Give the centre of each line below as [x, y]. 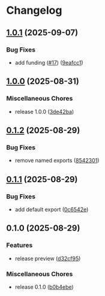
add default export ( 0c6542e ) [52, 209]
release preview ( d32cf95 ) [48, 258]
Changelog [34, 10]
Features [19, 245]
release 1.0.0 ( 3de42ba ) [44, 111]
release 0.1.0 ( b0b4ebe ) [44, 287]
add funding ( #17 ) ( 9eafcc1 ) [49, 62]
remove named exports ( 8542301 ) [57, 161]
